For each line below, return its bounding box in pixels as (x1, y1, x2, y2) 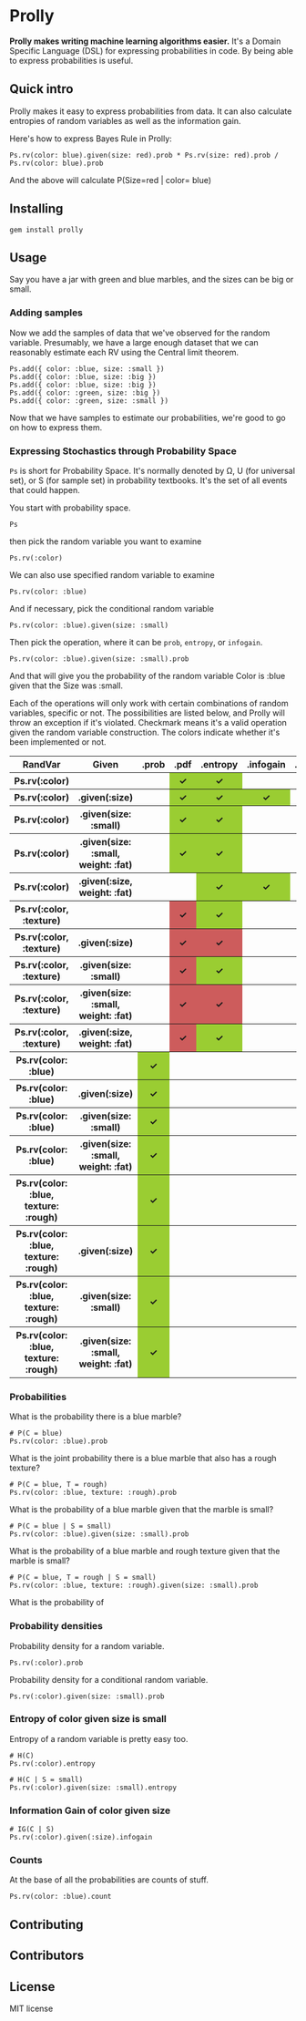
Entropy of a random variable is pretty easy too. (9, 1733, 189, 1744)
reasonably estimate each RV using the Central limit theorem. (9, 346, 240, 357)
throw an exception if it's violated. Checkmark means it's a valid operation (9, 717, 287, 727)
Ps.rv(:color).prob (9, 1658, 84, 1667)
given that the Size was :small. (9, 680, 124, 691)
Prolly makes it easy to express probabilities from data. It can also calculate (9, 106, 292, 117)
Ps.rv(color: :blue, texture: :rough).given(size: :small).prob (9, 1581, 259, 1591)
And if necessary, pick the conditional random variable (9, 603, 214, 614)
